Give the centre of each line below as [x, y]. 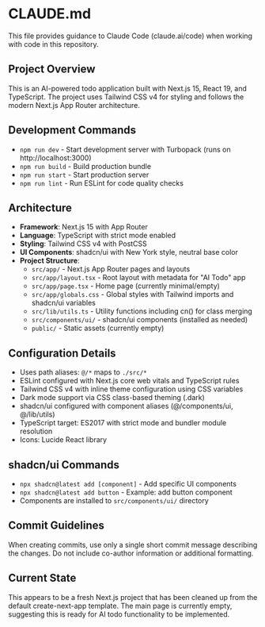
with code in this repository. [53, 44]
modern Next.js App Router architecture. [74, 105]
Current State [42, 578]
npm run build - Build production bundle [85, 166]
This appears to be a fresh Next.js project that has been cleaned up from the [133, 597]
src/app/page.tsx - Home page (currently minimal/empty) [125, 286]
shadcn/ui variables [64, 303]
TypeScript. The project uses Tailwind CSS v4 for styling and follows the [126, 97]
